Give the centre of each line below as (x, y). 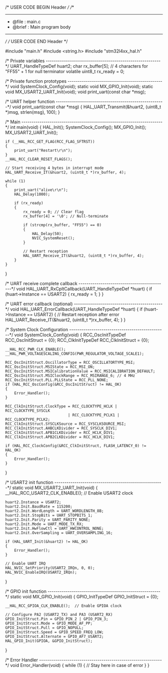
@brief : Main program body (41, 27)
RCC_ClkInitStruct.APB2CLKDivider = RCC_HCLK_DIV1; (60, 437)
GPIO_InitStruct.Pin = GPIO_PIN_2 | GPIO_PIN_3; (57, 619)
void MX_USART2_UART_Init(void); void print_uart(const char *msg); (75, 92)
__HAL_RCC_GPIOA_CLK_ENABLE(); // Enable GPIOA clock (63, 606)
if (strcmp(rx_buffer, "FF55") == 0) (62, 225)
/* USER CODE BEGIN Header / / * (39, 7)
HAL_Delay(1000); (32, 194)
